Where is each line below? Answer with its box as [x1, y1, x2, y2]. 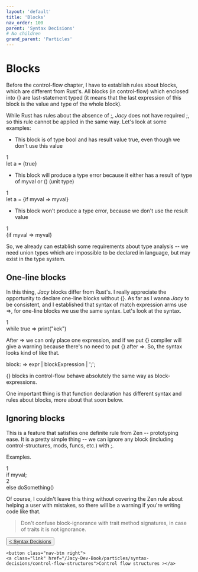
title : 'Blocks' [6, 14, 46, 20]
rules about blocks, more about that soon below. [6, 396, 124, 403]
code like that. [6, 508, 41, 515]
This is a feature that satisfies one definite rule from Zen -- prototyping [6, 429, 178, 436]
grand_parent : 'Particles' [6, 36, 73, 42]
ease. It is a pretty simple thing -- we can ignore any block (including [6, 436, 174, 443]
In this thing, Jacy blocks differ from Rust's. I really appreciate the [6, 288, 167, 295]
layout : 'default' [6, 8, 51, 15]
